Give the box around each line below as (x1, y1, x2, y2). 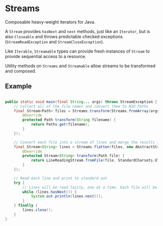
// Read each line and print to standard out (14, 176, 108, 181)
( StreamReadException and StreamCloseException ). (5, 38, 104, 44)
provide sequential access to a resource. (5, 53, 86, 59)
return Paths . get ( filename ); (31, 122, 90, 127)
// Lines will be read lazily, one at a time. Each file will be (22, 185, 158, 190)
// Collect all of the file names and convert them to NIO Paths (14, 104, 149, 109)
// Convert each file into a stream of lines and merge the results (14, 140, 155, 145)
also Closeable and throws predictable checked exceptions (5, 34, 123, 39)
